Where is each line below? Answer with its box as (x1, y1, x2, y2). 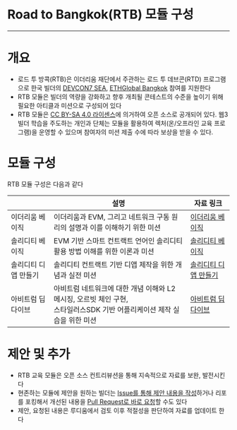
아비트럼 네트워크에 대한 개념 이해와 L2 (54, 283, 176, 293)
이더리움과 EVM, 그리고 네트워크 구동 (54, 212, 170, 222)
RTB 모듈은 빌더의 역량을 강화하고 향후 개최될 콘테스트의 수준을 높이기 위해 (17, 92, 224, 101)
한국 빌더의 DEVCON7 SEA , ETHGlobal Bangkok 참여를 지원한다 (30, 83, 212, 92)
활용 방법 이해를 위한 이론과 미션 (54, 246, 154, 256)
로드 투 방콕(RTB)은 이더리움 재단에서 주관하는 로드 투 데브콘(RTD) (17, 75, 202, 83)
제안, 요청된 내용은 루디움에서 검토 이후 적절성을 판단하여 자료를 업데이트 (17, 406, 217, 414)
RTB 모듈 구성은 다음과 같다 (7, 179, 83, 188)
